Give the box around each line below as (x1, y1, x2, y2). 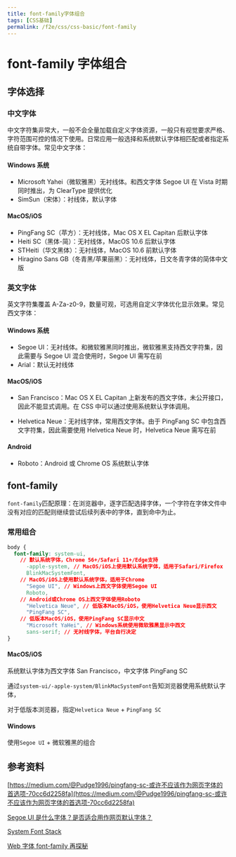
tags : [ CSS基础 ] (7, 17, 53, 24)
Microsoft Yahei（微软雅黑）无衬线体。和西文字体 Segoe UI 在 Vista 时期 (17, 178, 228, 186)
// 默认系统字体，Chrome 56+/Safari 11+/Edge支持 (20, 557, 159, 564)
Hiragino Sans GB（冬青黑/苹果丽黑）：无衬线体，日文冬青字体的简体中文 (17, 254, 228, 263)
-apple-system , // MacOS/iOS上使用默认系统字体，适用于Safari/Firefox (25, 563, 223, 571)
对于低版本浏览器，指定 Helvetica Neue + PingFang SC (7, 705, 162, 713)
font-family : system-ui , (13, 550, 86, 557)
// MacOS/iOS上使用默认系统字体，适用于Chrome (20, 576, 145, 583)
